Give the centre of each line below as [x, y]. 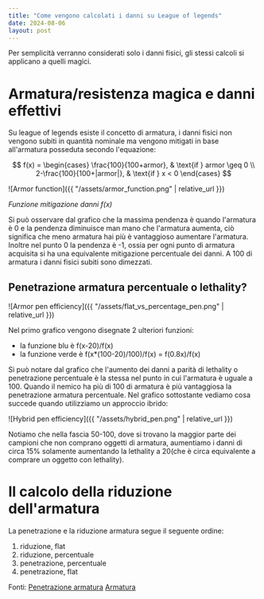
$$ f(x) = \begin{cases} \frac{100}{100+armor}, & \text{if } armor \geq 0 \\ [134, 165]
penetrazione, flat [49, 572]
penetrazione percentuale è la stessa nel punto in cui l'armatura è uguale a [130, 378]
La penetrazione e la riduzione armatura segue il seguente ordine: [116, 531]
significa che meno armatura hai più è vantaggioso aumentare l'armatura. [128, 237]
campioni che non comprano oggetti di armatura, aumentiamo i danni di [125, 443]
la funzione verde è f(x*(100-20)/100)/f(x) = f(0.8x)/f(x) [110, 354]
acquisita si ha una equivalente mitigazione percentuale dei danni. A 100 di [130, 254]
